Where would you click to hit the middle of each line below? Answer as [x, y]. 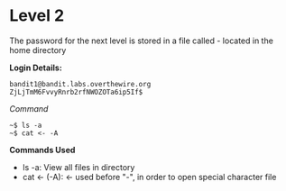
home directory [38, 50]
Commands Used [42, 150]
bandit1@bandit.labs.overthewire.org [80, 84]
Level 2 [37, 16]
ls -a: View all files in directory [78, 167]
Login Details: [36, 68]
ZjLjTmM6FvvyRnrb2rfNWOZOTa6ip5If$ [76, 92]
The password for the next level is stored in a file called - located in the [141, 41]
